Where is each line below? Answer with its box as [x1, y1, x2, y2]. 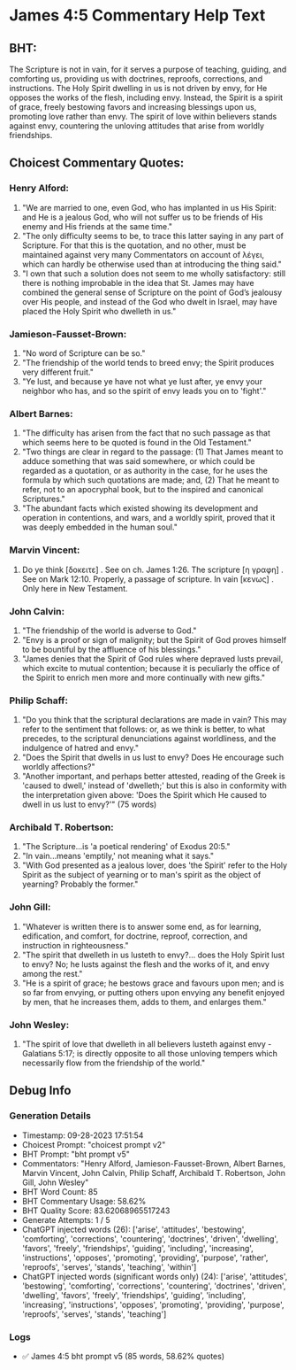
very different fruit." [21, 367, 95, 377]
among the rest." [21, 968, 83, 979]
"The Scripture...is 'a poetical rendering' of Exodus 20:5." [21, 841, 231, 852]
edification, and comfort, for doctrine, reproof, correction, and [21, 931, 248, 941]
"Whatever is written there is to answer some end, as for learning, [21, 921, 262, 932]
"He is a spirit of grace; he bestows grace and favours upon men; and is [21, 978, 285, 988]
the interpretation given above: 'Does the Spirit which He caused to [21, 790, 268, 801]
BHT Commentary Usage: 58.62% [21, 1196, 147, 1206]
